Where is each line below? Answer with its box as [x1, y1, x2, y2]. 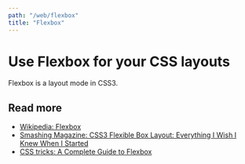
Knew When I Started [19, 139, 89, 148]
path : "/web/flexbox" [8, 11, 79, 20]
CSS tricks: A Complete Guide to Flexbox [19, 147, 152, 157]
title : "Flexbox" [8, 19, 65, 27]
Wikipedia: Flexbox [19, 122, 82, 132]
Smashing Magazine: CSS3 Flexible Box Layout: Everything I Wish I [19, 130, 237, 140]
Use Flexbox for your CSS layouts [8, 53, 230, 71]
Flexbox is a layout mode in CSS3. [8, 78, 119, 88]
